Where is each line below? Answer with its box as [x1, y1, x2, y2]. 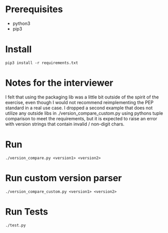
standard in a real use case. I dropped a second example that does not [5, 105, 153, 111]
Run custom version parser [5, 172, 122, 184]
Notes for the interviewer [5, 77, 113, 89]
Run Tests [5, 206, 48, 217]
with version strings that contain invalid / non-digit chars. [5, 121, 125, 127]
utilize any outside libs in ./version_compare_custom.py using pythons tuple [5, 110, 163, 116]
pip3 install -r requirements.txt [5, 60, 79, 65]
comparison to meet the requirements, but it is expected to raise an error [5, 115, 157, 121]
